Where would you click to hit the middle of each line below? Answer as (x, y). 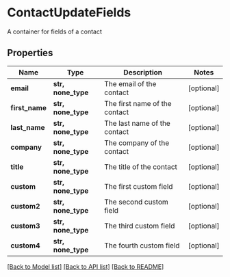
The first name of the (138, 103)
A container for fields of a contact (55, 31)
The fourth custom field (142, 246)
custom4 (25, 246)
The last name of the (138, 123)
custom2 (25, 206)
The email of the (130, 83)
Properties (30, 53)
